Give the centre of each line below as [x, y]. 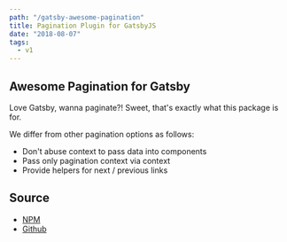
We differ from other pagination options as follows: [102, 134]
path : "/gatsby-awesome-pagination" [77, 17]
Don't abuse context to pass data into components [114, 151]
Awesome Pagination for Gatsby [100, 86]
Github [34, 229]
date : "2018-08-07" [45, 34]
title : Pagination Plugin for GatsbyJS [83, 26]
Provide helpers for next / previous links [95, 170]
